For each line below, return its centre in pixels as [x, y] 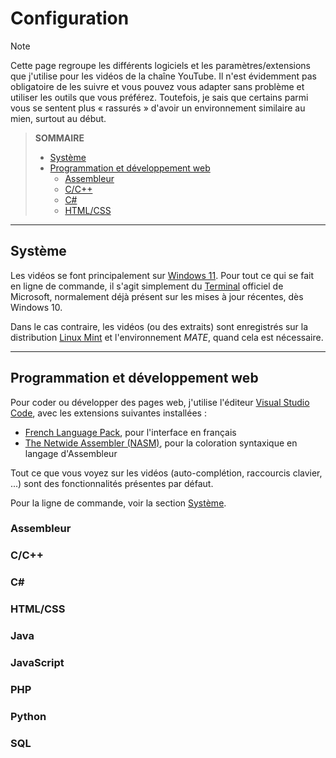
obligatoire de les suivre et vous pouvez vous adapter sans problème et [157, 86]
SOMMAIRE [59, 138]
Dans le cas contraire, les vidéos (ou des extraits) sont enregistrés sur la [159, 326]
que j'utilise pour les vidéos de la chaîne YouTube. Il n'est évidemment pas [163, 76]
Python [28, 716]
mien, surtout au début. [58, 118]
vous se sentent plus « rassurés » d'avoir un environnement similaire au [158, 108]
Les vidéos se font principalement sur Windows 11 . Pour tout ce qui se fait [162, 275]
